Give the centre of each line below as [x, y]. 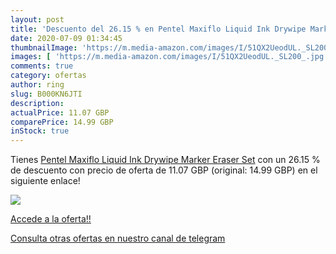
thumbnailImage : [44, 47]
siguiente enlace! [45, 181]
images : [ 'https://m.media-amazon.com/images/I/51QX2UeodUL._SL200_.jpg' [169, 57]
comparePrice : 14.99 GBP [62, 122]
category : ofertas [48, 76]
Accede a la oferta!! [51, 219]
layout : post [37, 19]
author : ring [37, 85]
